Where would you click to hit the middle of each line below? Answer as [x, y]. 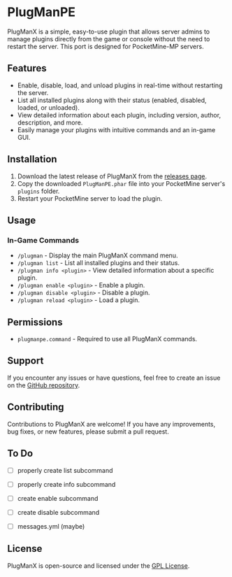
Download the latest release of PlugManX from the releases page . [112, 176]
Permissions [35, 322]
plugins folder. [38, 191]
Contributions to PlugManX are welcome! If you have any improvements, [111, 424]
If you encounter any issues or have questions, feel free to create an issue [114, 378]
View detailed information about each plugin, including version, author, [119, 115]
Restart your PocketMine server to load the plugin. [90, 198]
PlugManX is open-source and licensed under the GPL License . [99, 565]
